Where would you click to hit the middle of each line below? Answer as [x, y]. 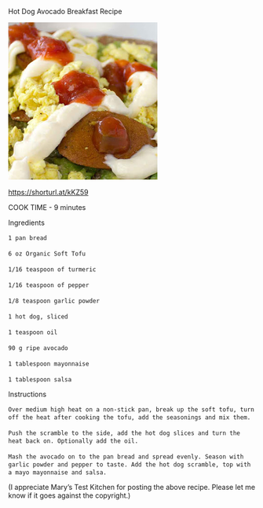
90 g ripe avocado [38, 348]
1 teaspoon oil [33, 333]
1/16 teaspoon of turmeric [52, 270]
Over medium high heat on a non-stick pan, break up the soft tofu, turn [131, 410]
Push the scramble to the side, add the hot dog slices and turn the [124, 433]
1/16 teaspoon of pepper [49, 285]
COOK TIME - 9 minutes [47, 207]
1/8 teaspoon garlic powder [54, 301]
